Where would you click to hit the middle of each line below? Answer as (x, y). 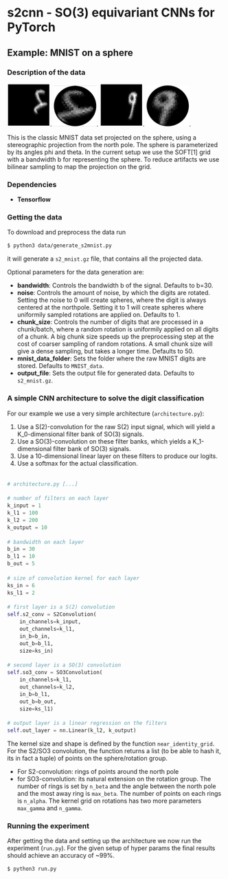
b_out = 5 (21, 564)
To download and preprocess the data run (66, 232)
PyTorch (32, 27)
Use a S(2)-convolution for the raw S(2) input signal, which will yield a (116, 426)
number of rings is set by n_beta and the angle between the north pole (116, 786)
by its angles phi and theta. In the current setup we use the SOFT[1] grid (109, 152)
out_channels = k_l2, (47, 687)
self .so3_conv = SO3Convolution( (55, 673)
